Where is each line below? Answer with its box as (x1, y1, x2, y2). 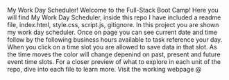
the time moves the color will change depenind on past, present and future (7, 50, 221, 58)
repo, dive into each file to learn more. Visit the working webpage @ (7, 65, 202, 73)
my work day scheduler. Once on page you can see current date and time (7, 28, 217, 36)
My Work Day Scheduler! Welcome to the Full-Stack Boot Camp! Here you (7, 6, 219, 14)
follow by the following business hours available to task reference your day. (7, 35, 223, 44)
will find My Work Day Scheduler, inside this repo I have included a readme (7, 13, 221, 22)
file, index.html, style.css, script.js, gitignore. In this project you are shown (7, 21, 219, 29)
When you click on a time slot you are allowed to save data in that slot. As (7, 43, 217, 51)
